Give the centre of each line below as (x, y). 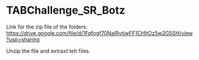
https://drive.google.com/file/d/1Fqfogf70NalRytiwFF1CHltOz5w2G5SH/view (99, 33)
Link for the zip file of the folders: (47, 27)
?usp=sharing (23, 39)
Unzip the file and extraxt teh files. (48, 50)
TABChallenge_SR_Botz (66, 10)
